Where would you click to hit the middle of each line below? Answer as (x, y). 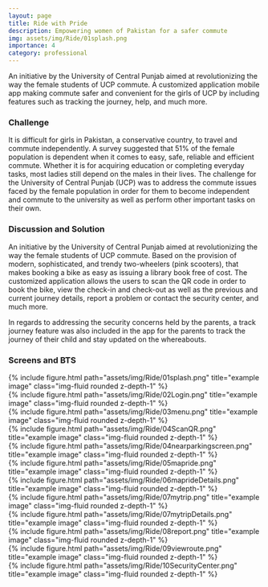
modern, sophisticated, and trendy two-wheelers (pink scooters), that (124, 264)
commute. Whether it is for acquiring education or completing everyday (126, 166)
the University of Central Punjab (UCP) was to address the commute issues (132, 183)
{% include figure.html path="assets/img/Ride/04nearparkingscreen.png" (130, 445)
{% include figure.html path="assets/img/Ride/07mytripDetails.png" (120, 514)
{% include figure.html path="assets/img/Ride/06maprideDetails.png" (124, 480)
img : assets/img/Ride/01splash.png (68, 38)
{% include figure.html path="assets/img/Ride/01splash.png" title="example (134, 377)
